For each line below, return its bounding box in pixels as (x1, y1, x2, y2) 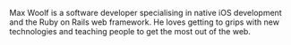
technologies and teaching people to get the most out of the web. (9, 26, 251, 36)
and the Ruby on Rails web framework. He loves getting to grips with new (9, 17, 280, 27)
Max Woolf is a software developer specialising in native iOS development (9, 8, 282, 18)
